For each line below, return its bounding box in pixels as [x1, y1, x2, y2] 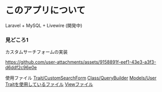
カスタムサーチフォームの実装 [5, 49, 68, 55]
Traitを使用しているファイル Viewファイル [5, 81, 93, 87]
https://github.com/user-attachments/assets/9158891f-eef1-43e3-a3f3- [5, 59, 156, 65]
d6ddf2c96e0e [5, 65, 37, 71]
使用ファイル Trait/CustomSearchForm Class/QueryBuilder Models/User [5, 75, 157, 81]
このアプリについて [5, 5, 86, 16]
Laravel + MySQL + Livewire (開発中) [5, 22, 83, 28]
